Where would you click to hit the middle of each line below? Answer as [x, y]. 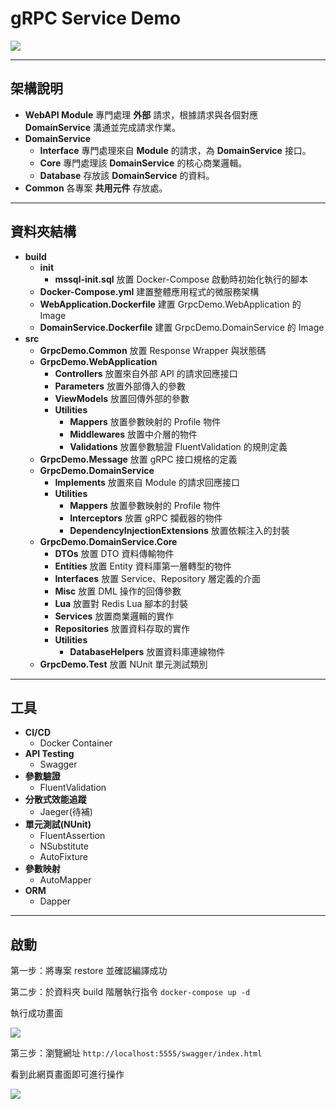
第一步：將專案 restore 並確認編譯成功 [89, 971]
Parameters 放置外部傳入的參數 [120, 386]
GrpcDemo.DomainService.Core [108, 541]
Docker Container [76, 743]
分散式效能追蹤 [55, 799]
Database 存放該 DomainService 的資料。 [127, 175]
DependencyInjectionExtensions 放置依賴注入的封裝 [179, 530]
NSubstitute [64, 846]
